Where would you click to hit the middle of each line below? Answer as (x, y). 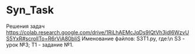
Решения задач (26, 26)
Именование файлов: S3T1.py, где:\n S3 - (133, 38)
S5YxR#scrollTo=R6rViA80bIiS (43, 38)
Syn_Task (30, 10)
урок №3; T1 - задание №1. (40, 45)
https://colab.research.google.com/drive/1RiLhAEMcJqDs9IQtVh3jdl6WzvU (98, 32)
